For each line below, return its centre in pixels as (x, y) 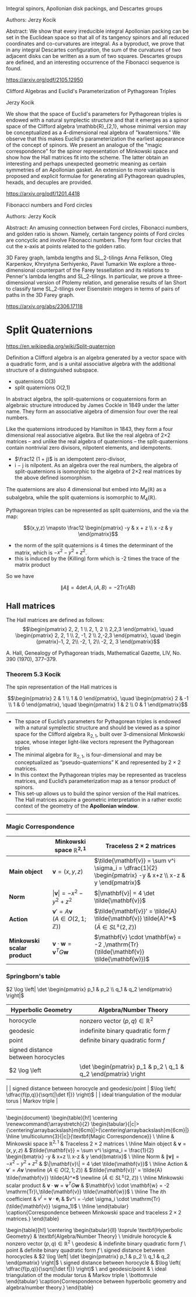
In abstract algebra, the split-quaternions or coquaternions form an (87, 399)
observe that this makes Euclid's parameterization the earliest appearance (95, 139)
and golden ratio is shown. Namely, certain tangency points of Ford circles (95, 234)
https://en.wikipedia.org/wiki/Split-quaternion (61, 346)
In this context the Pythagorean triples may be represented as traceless (100, 775)
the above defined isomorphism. (53, 477)
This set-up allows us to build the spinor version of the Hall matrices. (97, 793)
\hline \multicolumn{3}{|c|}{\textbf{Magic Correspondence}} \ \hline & (90, 1137)
